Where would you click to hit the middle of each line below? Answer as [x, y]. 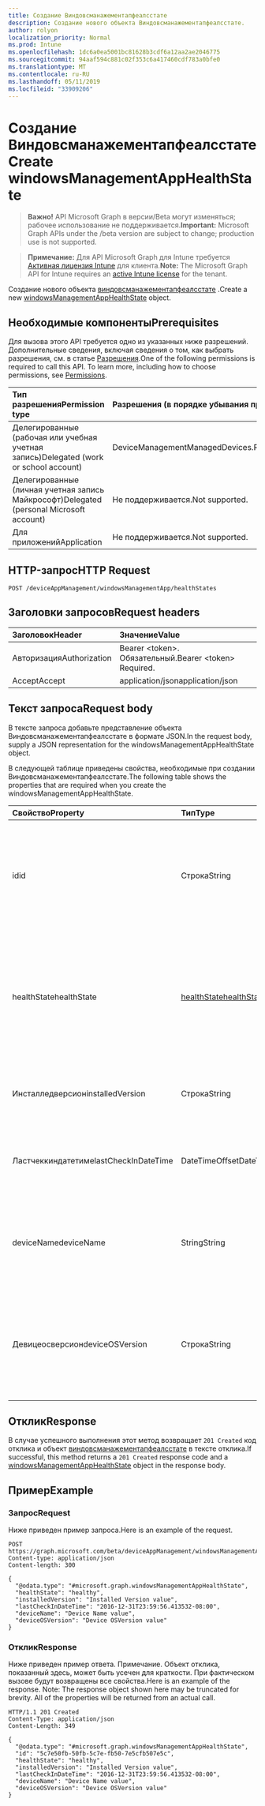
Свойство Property [49, 812]
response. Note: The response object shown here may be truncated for [124, 1689]
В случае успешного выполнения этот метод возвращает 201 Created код [132, 1441]
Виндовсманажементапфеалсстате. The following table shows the [118, 776]
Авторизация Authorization [62, 658]
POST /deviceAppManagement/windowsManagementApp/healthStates [112, 588]
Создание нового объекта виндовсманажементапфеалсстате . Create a [128, 290]
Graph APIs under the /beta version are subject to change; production [141, 234]
